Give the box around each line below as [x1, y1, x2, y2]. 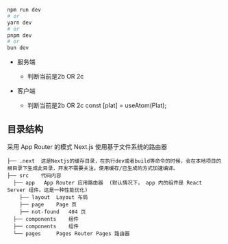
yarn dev [7, 19, 32, 26]
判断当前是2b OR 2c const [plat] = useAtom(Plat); [27, 101, 167, 109]
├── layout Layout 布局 [19, 193, 88, 201]
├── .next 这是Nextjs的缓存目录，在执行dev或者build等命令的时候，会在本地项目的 [7, 157, 222, 164]
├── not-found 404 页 [19, 208, 86, 215]
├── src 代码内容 [7, 172, 62, 179]
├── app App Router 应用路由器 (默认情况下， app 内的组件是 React [13, 179, 203, 186]
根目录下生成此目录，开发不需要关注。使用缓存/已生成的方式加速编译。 [7, 165, 179, 172]
